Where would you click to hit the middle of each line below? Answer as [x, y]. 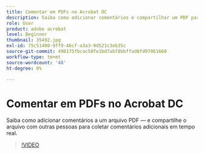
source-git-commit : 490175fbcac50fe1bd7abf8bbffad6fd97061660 [87, 52]
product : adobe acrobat [36, 29]
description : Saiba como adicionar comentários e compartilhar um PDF [97, 18]
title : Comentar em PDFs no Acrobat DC [57, 12]
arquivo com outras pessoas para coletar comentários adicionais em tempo [101, 127]
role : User [20, 23]
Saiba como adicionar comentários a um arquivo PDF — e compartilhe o [97, 120]
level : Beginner [27, 35]
